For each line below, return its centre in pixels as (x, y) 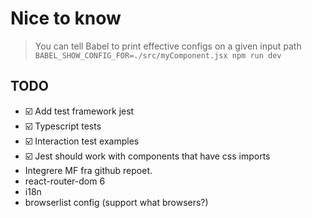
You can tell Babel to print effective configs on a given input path (168, 46)
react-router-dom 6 (65, 181)
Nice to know (66, 18)
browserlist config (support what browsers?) (116, 202)
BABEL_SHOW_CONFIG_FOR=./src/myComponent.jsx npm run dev (158, 55)
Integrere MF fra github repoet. (88, 170)
